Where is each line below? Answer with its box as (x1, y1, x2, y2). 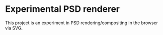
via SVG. (5, 25, 23, 31)
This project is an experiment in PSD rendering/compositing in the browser (5, 20, 158, 26)
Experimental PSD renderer (5, 3, 120, 15)
